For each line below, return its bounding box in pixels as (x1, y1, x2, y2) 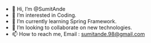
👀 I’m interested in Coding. (11, 12, 77, 19)
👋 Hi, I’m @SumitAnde (11, 6, 66, 12)
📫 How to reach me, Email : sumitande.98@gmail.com (11, 31, 145, 37)
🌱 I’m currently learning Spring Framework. (11, 18, 117, 24)
